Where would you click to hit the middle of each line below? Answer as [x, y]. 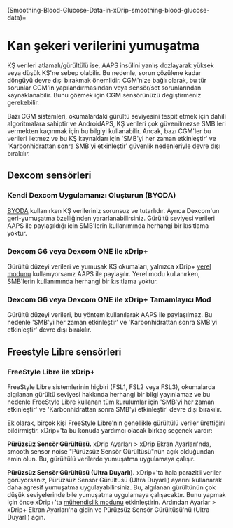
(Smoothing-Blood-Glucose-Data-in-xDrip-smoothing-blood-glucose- [108, 10]
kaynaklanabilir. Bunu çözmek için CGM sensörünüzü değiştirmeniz [104, 95]
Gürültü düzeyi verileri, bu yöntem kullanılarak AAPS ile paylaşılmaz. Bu [110, 315]
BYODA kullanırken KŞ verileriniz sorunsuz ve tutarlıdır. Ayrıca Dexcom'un [113, 210]
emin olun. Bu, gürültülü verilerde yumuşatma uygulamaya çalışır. [101, 459]
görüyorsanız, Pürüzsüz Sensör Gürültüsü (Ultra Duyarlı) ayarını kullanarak [115, 480]
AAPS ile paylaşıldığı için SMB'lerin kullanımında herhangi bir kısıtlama [108, 225]
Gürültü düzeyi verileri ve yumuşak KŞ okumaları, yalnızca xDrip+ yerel [109, 266]
